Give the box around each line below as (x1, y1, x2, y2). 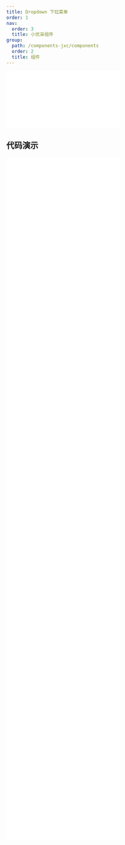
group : (6, 37, 23, 43)
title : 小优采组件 (12, 32, 53, 38)
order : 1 (6, 15, 29, 21)
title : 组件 (12, 54, 41, 60)
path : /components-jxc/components (12, 43, 99, 49)
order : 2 (12, 49, 34, 55)
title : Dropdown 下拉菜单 (6, 8, 69, 15)
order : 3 (12, 25, 34, 32)
